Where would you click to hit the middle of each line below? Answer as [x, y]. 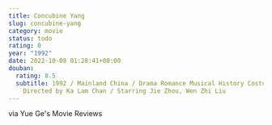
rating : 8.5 [36, 76]
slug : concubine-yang [45, 23]
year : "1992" [30, 53]
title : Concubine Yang [47, 16]
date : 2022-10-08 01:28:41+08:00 [65, 61]
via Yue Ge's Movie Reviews [55, 114]
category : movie [36, 31]
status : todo [30, 38]
